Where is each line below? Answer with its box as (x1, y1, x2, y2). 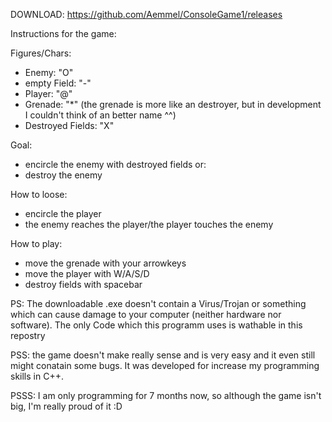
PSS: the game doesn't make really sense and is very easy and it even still (10, 349, 316, 361)
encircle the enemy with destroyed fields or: (24, 159, 207, 170)
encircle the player (24, 208, 102, 219)
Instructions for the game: (10, 28, 117, 39)
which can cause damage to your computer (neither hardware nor (10, 309, 282, 320)
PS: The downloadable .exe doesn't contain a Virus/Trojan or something (10, 298, 307, 309)
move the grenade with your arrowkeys (24, 257, 187, 269)
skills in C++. (10, 370, 64, 382)
